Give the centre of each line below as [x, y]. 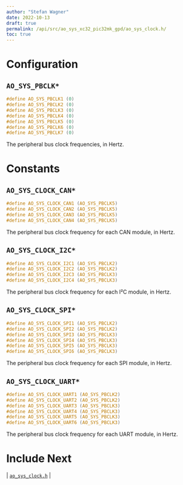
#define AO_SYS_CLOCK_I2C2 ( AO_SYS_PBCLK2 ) [62, 269]
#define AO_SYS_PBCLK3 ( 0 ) [40, 110]
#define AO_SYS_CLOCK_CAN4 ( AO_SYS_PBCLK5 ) [62, 220]
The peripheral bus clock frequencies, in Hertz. [65, 144]
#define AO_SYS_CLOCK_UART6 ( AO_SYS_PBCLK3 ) [63, 423]
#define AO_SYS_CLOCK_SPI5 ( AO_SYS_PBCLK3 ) [62, 346]
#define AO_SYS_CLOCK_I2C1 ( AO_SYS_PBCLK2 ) [62, 263]
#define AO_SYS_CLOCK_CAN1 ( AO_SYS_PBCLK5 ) [62, 203]
